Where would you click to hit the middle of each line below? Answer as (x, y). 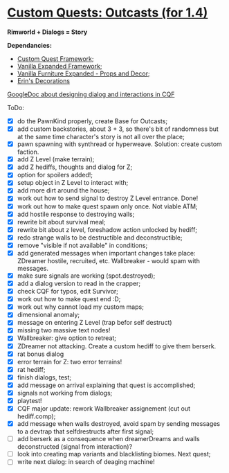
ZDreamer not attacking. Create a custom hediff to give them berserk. (117, 346)
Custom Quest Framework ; (55, 59)
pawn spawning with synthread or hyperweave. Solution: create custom (120, 144)
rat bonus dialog (40, 354)
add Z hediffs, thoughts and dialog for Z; (75, 167)
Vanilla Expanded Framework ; (59, 66)
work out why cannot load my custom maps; (80, 307)
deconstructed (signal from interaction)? (75, 447)
